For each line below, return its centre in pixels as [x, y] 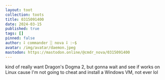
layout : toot [19, 10]
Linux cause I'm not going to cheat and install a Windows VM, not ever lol [82, 72]
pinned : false [20, 38]
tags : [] [14, 33]
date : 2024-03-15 [24, 24]
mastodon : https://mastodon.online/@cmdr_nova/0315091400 [68, 52]
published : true [22, 29]
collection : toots [25, 15]
